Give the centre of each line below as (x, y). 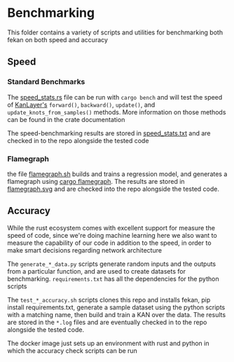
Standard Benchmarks (46, 82)
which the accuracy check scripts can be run (73, 350)
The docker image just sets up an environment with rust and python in (108, 343)
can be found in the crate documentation (66, 119)
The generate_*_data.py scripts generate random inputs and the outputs (111, 264)
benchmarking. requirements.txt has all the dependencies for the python (113, 279)
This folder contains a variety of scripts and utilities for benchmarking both (115, 32)
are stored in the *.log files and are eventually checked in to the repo (107, 322)
